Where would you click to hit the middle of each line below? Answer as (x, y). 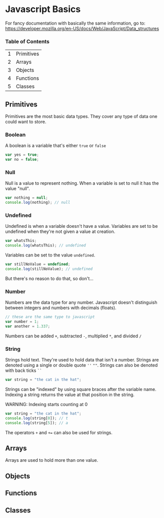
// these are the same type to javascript (50, 317)
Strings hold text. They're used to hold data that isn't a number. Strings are (82, 360)
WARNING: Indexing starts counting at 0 (46, 405)
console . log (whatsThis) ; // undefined (45, 245)
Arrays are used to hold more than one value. (52, 460)
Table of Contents (27, 41)
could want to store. (26, 122)
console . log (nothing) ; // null (38, 203)
